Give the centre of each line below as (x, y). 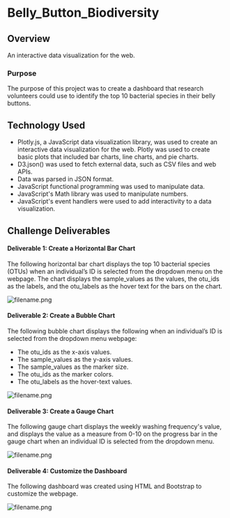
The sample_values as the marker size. (73, 367)
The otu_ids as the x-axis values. (64, 352)
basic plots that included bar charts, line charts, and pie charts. (108, 157)
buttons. (19, 103)
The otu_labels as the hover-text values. (75, 381)
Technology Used (46, 125)
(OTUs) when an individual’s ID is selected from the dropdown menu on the (115, 271)
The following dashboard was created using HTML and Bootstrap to (105, 487)
